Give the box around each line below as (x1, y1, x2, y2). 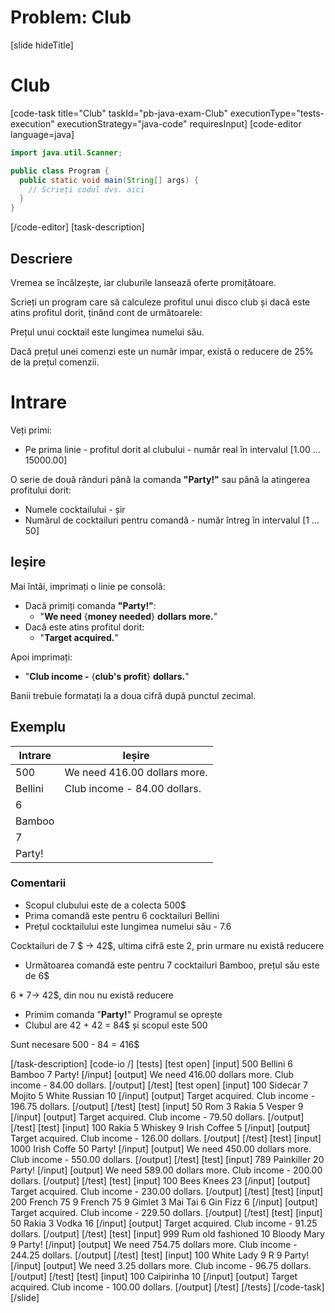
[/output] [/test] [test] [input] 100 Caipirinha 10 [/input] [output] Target (10, 1270, 298, 1282)
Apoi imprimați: (10, 651, 73, 663)
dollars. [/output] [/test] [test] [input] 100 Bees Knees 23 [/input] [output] (10, 1174, 311, 1186)
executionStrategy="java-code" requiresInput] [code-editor (56, 117, 302, 130)
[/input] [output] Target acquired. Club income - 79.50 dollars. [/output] (10, 1111, 305, 1123)
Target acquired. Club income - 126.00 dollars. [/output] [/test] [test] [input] (10, 1132, 322, 1144)
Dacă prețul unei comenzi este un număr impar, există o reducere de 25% (10, 345, 314, 357)
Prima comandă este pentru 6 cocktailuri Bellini (24, 909, 220, 921)
